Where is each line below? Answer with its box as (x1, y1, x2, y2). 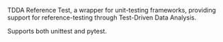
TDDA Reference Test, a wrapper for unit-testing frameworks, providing (7, 6, 217, 14)
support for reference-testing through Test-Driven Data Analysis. (7, 13, 197, 22)
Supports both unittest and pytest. (7, 27, 108, 35)
